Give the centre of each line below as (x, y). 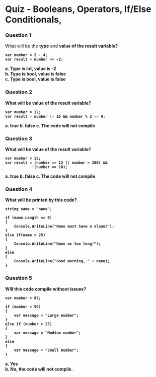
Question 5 (19, 278)
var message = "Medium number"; (47, 333)
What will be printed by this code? (41, 200)
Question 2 (19, 92)
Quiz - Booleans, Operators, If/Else (78, 9)
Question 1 (18, 35)
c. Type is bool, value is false (36, 79)
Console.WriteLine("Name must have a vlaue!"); (64, 226)
